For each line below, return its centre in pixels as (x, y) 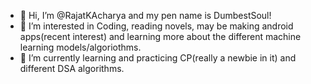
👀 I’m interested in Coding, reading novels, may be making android (156, 26)
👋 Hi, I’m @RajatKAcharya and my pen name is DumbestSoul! (145, 15)
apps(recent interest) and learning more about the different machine (160, 36)
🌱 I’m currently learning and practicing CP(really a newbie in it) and (158, 58)
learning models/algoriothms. (80, 47)
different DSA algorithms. (72, 68)
